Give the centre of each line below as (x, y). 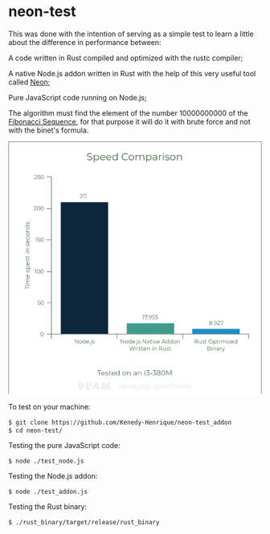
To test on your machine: (49, 406)
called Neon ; (29, 82)
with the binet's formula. (49, 130)
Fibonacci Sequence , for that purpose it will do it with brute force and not (129, 121)
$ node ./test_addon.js (48, 491)
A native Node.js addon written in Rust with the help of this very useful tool (132, 73)
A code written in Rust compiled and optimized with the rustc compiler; (126, 58)
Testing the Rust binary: (47, 506)
